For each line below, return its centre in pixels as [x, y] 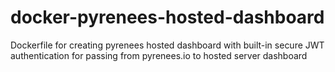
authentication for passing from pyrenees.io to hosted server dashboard [159, 55]
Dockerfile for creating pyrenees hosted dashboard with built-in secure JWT [167, 45]
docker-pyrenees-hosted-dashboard [167, 17]
